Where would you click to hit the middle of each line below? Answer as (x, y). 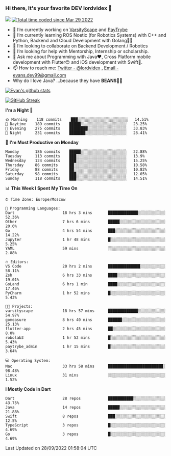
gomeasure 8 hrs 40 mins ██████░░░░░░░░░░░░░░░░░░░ (86, 320)
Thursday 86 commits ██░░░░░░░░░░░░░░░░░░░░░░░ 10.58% (76, 165)
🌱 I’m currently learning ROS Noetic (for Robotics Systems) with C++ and (89, 35)
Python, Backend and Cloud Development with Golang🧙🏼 (73, 41)
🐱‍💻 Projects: (19, 307)
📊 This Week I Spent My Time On (41, 189)
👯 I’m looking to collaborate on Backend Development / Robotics (80, 46)
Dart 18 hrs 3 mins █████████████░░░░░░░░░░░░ (86, 213)
